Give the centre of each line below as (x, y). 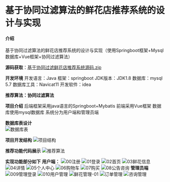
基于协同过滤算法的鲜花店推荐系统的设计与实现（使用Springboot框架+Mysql (84, 51)
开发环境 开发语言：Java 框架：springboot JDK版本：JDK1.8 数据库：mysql (84, 78)
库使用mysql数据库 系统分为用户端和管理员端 (52, 112)
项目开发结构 (18, 140)
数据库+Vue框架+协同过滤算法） (39, 57)
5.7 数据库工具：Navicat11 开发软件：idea (48, 84)
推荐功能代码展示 (23, 151)
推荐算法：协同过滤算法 (30, 95)
